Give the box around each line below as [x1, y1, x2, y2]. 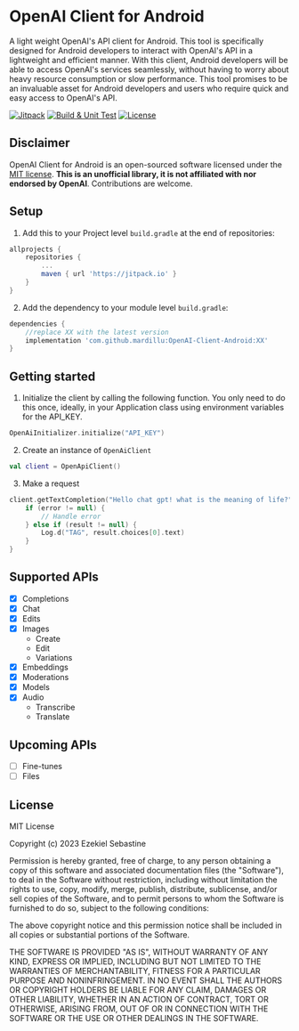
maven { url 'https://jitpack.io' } [41, 270, 177, 279]
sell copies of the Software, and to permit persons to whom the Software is [9, 893, 285, 905]
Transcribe [35, 702, 76, 713]
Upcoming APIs [9, 737, 97, 752]
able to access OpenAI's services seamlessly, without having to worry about [9, 64, 289, 75]
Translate [35, 711, 70, 722]
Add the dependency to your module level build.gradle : [21, 302, 229, 313]
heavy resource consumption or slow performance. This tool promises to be [9, 73, 288, 84]
